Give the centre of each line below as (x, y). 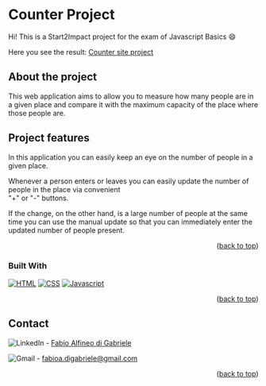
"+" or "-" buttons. (39, 198)
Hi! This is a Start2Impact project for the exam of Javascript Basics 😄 (122, 37)
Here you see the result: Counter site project (81, 52)
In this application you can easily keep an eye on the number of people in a (131, 157)
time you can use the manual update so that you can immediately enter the (130, 222)
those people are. (37, 113)
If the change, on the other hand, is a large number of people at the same (128, 213)
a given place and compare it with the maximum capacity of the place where (133, 104)
